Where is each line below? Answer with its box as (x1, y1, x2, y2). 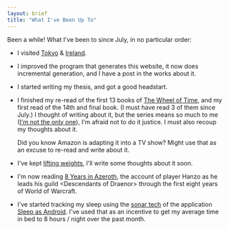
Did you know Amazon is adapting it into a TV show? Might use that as (17, 138, 217, 146)
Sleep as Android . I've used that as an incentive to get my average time (17, 207, 219, 216)
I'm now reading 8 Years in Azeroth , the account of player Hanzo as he (17, 172, 218, 181)
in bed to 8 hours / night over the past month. (17, 214, 146, 223)
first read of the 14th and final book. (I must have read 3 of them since (17, 103, 216, 111)
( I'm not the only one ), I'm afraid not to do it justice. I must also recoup (17, 117, 217, 126)
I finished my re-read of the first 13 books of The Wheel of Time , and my (17, 95, 222, 104)
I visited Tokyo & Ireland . (17, 49, 87, 57)
